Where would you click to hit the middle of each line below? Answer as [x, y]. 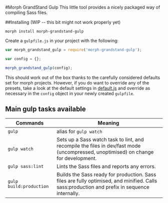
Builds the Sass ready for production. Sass [106, 174]
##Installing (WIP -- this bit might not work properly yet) [63, 22]
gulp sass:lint [26, 166]
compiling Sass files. [26, 12]
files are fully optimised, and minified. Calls [107, 181]
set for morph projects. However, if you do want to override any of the [77, 82]
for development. [77, 158]
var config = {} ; [23, 59]
